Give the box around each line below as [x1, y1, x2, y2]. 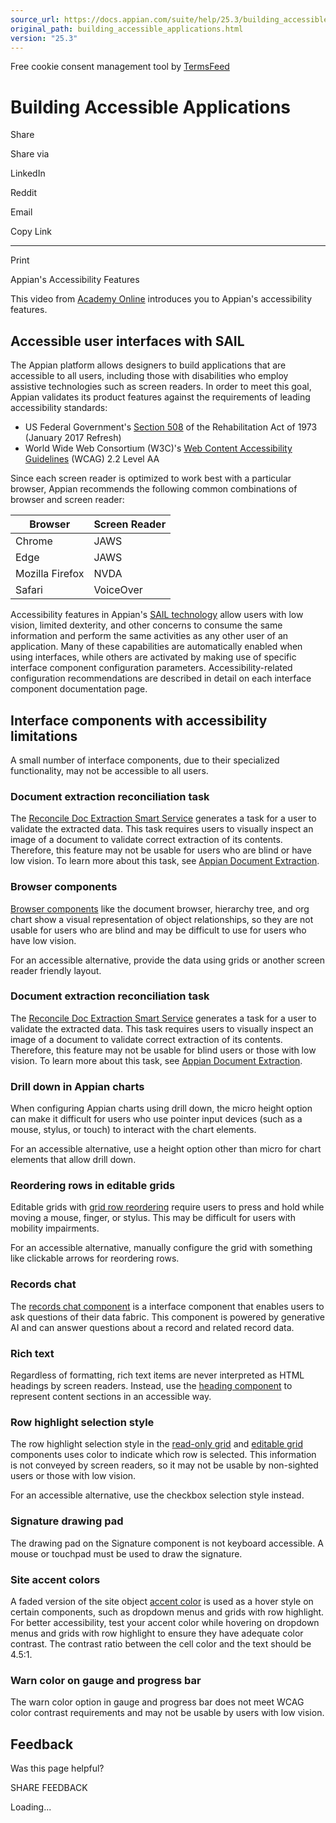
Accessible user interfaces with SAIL [10, 332, 245, 350]
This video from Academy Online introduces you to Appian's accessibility [10, 293, 313, 305]
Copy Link [10, 226, 52, 238]
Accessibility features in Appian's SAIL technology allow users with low [10, 609, 304, 621]
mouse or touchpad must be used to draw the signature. [10, 1547, 243, 1560]
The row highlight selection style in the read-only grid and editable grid [10, 1438, 303, 1450]
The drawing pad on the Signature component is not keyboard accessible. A [10, 1537, 324, 1549]
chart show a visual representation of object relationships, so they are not [10, 913, 314, 925]
